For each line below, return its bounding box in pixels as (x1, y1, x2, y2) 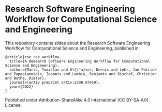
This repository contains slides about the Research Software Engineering (5, 40, 151, 46)
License (5, 102, 21, 108)
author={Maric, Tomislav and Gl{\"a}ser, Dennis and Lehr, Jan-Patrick (9, 67, 157, 72)
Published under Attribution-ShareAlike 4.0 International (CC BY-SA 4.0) (5, 97, 148, 103)
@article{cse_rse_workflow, (5, 54, 62, 59)
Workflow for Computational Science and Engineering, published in (5, 45, 139, 51)
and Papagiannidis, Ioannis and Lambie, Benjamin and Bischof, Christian (5, 71, 157, 76)
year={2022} (9, 84, 34, 89)
